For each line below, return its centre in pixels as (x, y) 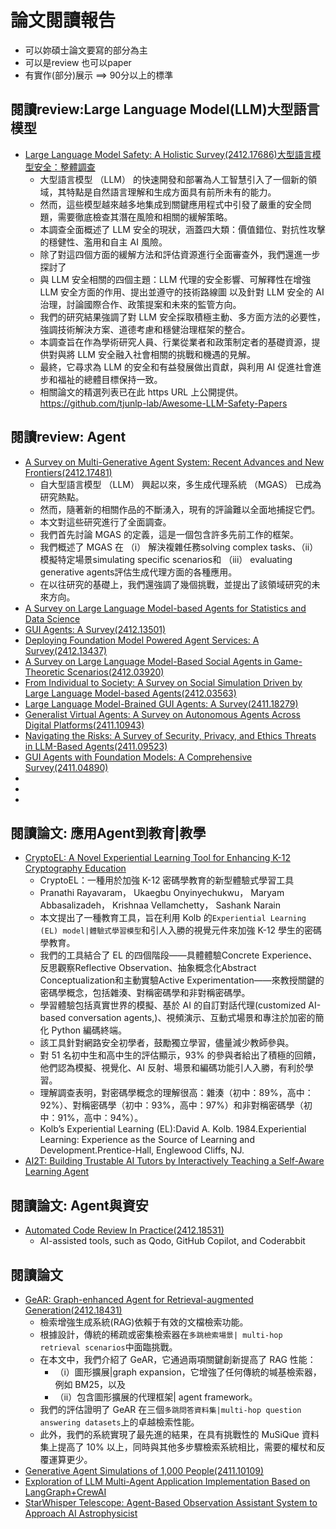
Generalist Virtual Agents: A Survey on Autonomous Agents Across (162, 714)
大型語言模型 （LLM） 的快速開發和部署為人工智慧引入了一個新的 (173, 179)
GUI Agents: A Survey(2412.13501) (95, 629)
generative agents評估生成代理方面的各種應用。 (138, 572)
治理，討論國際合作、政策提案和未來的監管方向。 (140, 304)
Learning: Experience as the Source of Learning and (147, 1140)
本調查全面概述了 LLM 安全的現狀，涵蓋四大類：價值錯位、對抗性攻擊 (182, 229)
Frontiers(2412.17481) (68, 472)
